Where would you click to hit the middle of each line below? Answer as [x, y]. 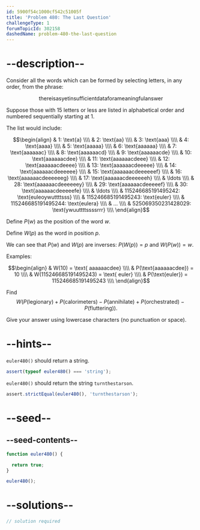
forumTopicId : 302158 [33, 29]
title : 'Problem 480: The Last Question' [59, 17]
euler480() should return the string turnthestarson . [70, 383]
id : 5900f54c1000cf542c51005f [44, 12]
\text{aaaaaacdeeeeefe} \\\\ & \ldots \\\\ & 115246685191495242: [101, 191]
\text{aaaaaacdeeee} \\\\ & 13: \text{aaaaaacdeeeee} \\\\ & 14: [101, 165]
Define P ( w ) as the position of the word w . [59, 221]
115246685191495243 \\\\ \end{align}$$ [101, 281]
